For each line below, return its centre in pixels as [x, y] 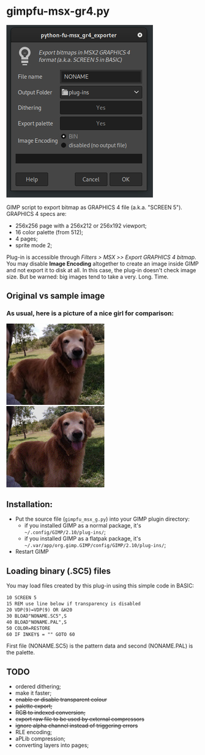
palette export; [34, 706]
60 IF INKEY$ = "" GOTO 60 [41, 635]
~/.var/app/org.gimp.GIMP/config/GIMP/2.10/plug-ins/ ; [95, 545]
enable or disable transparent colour [61, 700]
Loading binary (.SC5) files [59, 571]
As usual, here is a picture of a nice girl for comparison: [90, 313]
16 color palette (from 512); [49, 232]
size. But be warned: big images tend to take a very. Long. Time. [88, 277]
